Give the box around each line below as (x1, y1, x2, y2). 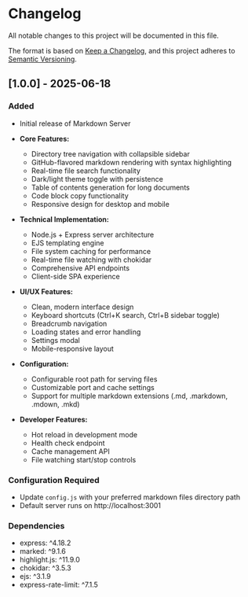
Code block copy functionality (31, 190, 129, 201)
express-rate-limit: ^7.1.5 (19, 580, 98, 590)
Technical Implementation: (19, 214, 110, 224)
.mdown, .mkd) (31, 399, 80, 409)
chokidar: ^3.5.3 (19, 563, 72, 573)
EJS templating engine (31, 238, 104, 248)
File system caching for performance (31, 246, 151, 256)
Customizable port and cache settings (31, 382, 155, 392)
